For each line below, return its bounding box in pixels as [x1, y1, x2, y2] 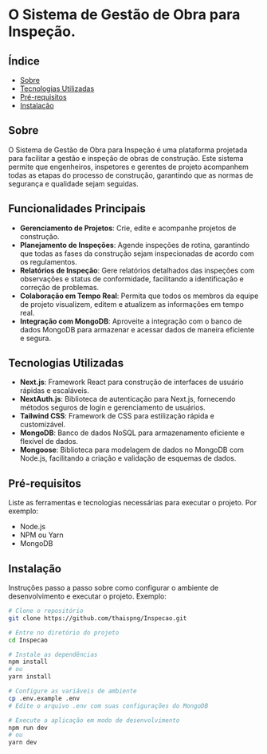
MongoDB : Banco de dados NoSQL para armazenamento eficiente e [19, 428, 245, 438]
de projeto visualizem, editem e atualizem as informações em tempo [19, 299, 245, 308]
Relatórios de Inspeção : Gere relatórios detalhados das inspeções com [19, 265, 255, 275]
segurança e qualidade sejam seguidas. [8, 179, 139, 188]
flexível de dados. [19, 437, 78, 446]
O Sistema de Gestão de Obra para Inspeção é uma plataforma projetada [8, 145, 248, 155]
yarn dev [8, 739, 37, 747]
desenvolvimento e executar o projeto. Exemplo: [8, 591, 167, 601]
